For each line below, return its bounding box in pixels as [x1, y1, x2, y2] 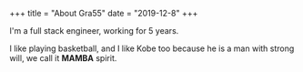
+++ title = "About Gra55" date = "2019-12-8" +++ [9, 8, 198, 18]
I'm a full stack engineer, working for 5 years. [9, 26, 179, 36]
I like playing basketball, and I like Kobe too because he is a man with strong [9, 43, 295, 54]
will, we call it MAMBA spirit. [9, 53, 117, 63]
